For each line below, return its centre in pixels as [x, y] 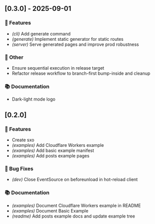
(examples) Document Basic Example [50, 211]
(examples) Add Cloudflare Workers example [58, 145]
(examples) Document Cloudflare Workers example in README [76, 205]
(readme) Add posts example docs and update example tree [73, 216]
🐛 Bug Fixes [19, 168]
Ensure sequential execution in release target [58, 68]
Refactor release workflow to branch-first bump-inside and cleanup [81, 73]
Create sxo [23, 140]
